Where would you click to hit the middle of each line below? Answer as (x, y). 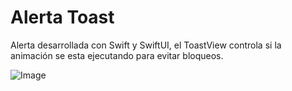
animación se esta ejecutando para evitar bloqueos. (117, 55)
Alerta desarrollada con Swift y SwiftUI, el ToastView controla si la (146, 45)
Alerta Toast (62, 17)
